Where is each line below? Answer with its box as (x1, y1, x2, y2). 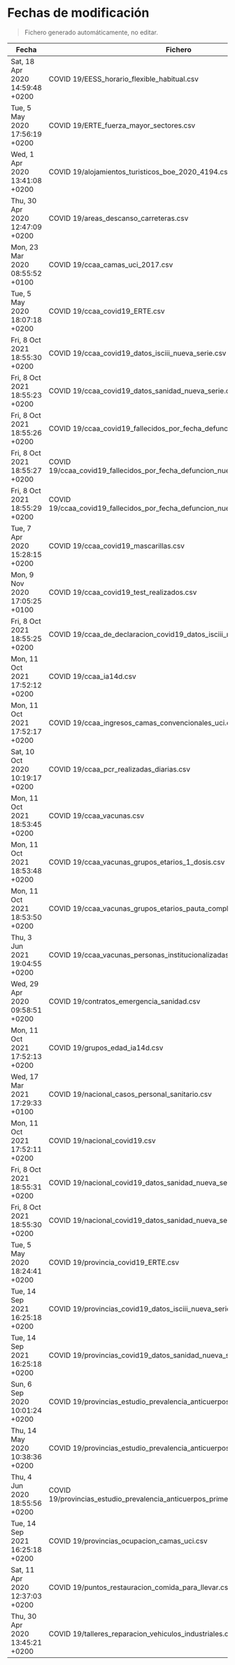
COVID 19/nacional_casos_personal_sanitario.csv (48, 1089, 212, 1099)
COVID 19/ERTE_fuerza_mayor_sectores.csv (48, 121, 196, 130)
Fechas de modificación (7, 5, 150, 21)
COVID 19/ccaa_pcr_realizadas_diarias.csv (48, 764, 191, 774)
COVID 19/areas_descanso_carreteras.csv (48, 213, 189, 223)
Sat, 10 (10, 746, 35, 756)
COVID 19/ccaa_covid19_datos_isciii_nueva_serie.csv (48, 348, 227, 358)
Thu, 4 (10, 1472, 33, 1481)
